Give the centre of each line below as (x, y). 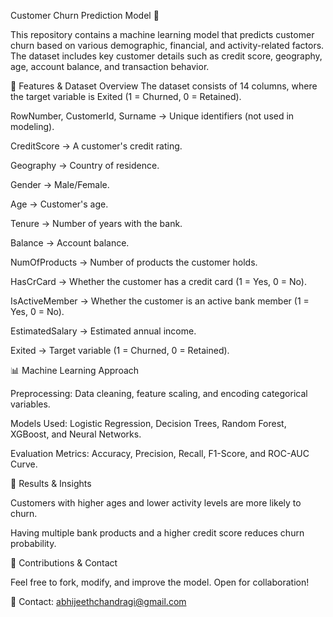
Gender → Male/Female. (60, 184)
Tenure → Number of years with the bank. (96, 223)
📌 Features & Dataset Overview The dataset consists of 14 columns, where (164, 86)
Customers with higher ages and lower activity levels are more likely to (156, 503)
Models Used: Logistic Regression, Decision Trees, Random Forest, (148, 423)
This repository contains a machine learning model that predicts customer (162, 34)
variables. (30, 404)
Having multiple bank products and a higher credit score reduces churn (157, 533)
